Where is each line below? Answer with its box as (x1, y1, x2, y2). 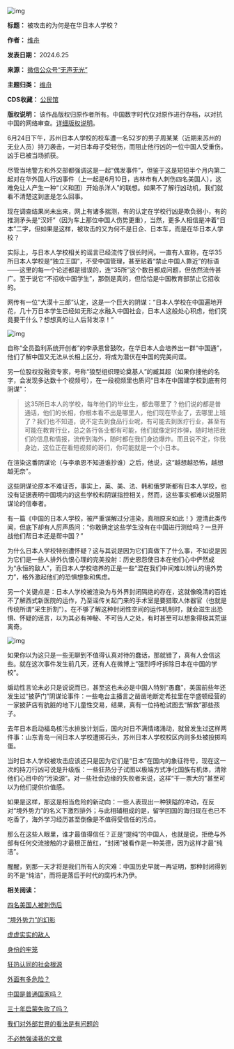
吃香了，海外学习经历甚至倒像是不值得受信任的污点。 (7, 815, 160, 823)
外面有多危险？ (7, 975, 50, 983)
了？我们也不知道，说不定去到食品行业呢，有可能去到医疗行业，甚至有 (24, 417, 226, 426)
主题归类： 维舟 (7, 80, 52, 89)
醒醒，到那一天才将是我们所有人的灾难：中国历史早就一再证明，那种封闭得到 (7, 862, 227, 870)
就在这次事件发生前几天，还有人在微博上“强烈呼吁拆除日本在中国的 (19, 660, 212, 667)
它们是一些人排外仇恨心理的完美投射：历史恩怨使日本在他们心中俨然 (13, 556, 209, 563)
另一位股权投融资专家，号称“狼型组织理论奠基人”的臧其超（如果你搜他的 (7, 368, 214, 375)
